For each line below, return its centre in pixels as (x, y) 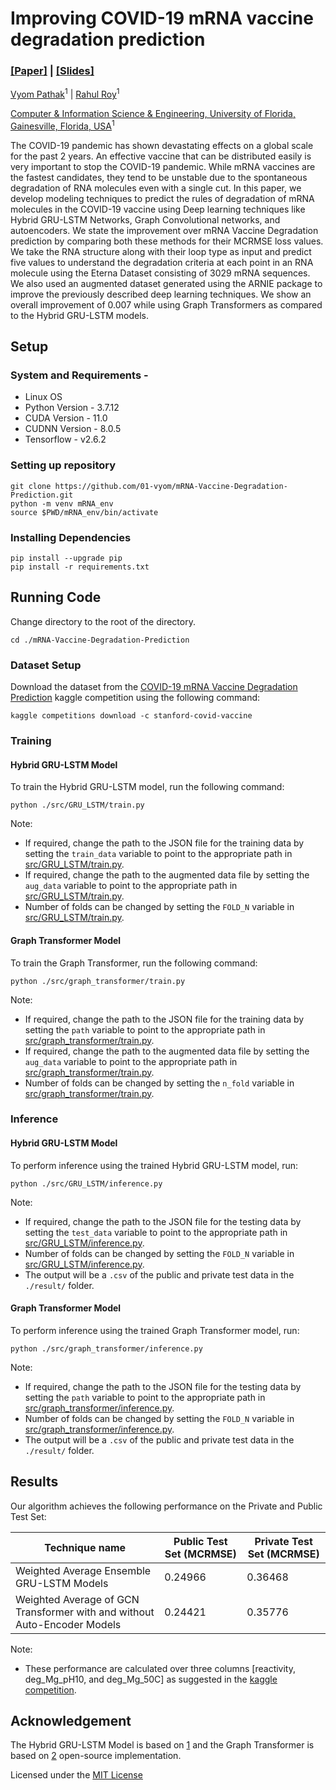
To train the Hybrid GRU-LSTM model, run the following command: (147, 787)
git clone (31, 486)
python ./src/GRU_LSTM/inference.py (86, 1183)
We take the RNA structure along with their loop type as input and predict (161, 251)
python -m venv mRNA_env (62, 503)
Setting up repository (63, 465)
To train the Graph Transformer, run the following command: (134, 963)
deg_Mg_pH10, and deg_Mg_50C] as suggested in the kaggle (151, 1679)
